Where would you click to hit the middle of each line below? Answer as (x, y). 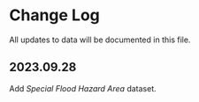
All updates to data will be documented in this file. (100, 40)
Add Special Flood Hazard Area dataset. (83, 88)
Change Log (54, 15)
